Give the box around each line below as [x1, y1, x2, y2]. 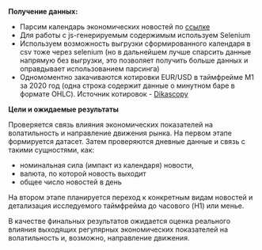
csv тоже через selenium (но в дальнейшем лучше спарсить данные [19, 47, 252, 56]
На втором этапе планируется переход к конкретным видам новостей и [8, 193, 253, 202]
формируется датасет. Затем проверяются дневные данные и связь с [8, 137, 245, 146]
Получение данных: [8, 7, 78, 16]
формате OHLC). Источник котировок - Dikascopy [19, 89, 188, 98]
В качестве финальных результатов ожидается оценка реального [8, 217, 231, 225]
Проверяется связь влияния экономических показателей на [8, 120, 214, 129]
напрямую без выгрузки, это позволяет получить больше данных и [19, 55, 249, 65]
